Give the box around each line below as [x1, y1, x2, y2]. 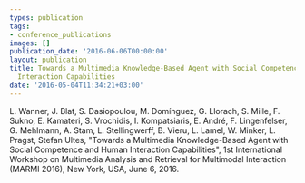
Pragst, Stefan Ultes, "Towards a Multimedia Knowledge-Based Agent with [9, 134, 289, 145]
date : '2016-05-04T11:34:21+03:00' [9, 81, 144, 90]
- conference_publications [9, 30, 112, 39]
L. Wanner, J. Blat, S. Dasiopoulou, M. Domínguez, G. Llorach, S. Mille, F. [9, 105, 280, 116]
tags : [9, 22, 30, 31]
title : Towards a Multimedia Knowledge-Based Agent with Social [9, 64, 258, 73]
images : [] [9, 38, 51, 48]
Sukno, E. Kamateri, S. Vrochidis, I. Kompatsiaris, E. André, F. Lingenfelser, [9, 115, 288, 126]
